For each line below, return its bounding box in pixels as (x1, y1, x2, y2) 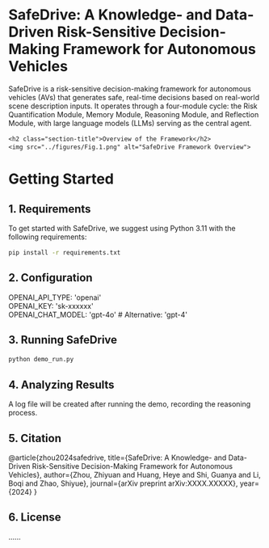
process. (8, 408, 38, 418)
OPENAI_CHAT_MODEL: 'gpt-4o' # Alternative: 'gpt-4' (8, 310, 188, 319)
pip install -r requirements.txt (8, 248, 121, 256)
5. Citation (8, 431, 62, 445)
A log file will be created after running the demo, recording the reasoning (8, 399, 251, 409)
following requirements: (8, 232, 87, 242)
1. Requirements (8, 202, 91, 216)
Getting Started (8, 170, 115, 188)
